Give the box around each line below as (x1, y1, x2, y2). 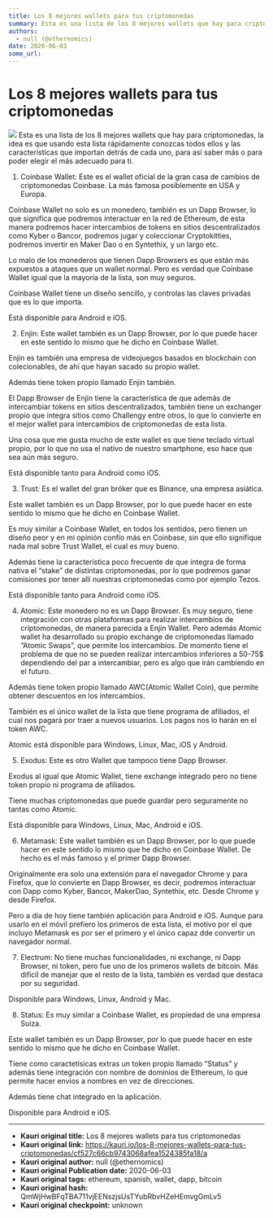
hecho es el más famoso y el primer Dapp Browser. (19, 852, 192, 863)
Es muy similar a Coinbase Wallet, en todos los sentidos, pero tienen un (8, 524, 248, 533)
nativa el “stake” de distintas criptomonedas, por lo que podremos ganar (8, 565, 251, 575)
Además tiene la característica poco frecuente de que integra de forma (8, 557, 246, 567)
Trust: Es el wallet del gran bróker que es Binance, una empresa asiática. (19, 484, 264, 493)
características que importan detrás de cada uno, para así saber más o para (8, 147, 262, 157)
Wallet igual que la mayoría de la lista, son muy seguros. (8, 272, 197, 282)
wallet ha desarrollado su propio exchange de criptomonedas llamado (19, 632, 254, 642)
